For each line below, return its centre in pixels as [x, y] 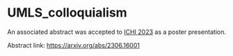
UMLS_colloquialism [67, 13]
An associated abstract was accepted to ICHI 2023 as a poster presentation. [116, 32]
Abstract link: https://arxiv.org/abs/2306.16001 [74, 45]
